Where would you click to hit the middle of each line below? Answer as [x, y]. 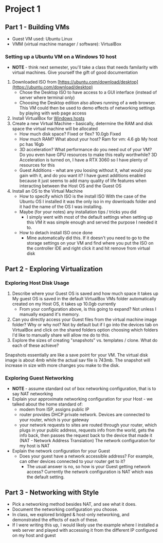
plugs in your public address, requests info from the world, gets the [87, 430]
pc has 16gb [32, 144]
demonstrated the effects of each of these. [55, 520]
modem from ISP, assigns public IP [54, 409]
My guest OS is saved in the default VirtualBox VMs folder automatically [84, 298]
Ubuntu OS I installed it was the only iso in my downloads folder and [88, 202]
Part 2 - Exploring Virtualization [54, 269]
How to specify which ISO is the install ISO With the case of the [83, 196]
